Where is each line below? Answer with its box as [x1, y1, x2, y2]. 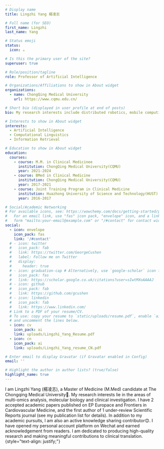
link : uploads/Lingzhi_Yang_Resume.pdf [14, 332, 95, 337]
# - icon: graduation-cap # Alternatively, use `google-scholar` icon [9, 268, 156, 273]
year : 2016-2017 [18, 196, 51, 201]
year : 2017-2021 [18, 182, 51, 187]
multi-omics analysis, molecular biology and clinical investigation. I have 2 [5, 397, 154, 403]
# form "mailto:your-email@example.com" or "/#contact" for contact [5, 218, 152, 223]
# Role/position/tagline [5, 69, 56, 75]
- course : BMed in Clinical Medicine [14, 173, 91, 178]
